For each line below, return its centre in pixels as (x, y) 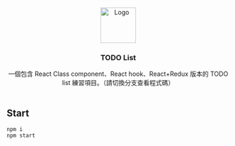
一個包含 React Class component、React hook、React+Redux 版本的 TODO (118, 74)
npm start (21, 136)
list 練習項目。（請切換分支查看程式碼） (118, 83)
